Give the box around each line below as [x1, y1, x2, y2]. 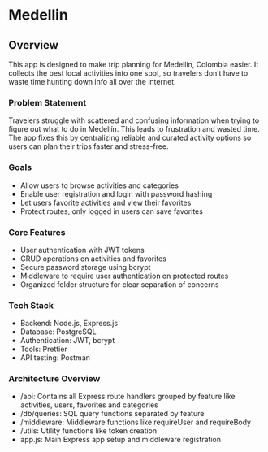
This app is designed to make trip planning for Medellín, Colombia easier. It [8, 59, 259, 69]
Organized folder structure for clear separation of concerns [19, 279, 219, 289]
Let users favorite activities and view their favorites [19, 198, 192, 207]
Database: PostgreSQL [19, 327, 97, 337]
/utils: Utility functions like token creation [19, 426, 158, 436]
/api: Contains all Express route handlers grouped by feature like [19, 392, 236, 402]
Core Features [8, 226, 66, 237]
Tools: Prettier [19, 344, 67, 354]
